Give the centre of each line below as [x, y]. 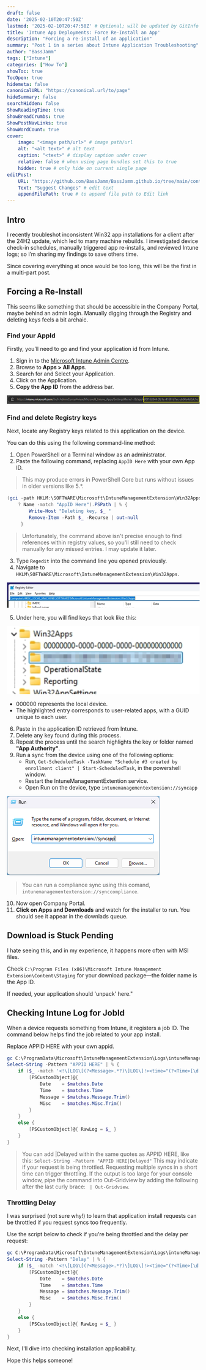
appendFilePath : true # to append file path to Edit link [93, 194]
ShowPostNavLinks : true [37, 123]
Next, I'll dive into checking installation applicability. [72, 1349]
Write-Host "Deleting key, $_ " [70, 511]
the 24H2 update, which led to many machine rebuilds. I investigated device [102, 241]
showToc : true [25, 71]
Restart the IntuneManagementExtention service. [86, 781]
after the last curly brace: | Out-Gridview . [76, 1187]
